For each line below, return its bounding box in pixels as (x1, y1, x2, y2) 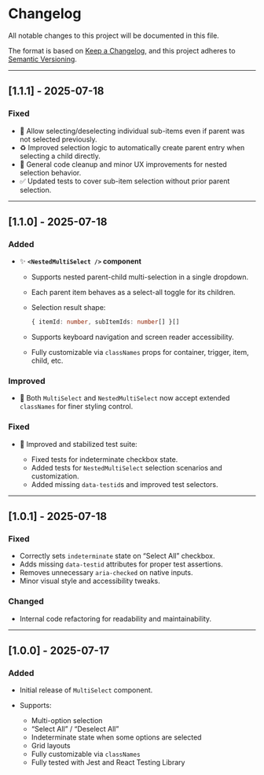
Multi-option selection (31, 716, 103, 725)
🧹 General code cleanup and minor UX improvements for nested (19, 159, 228, 169)
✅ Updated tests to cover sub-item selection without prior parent (19, 176, 230, 186)
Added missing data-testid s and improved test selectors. (31, 479, 218, 489)
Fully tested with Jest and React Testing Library (31, 758, 185, 767)
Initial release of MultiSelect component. (19, 685, 153, 695)
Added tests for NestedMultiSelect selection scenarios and (31, 463, 222, 472)
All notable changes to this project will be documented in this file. (8, 31, 220, 40)
